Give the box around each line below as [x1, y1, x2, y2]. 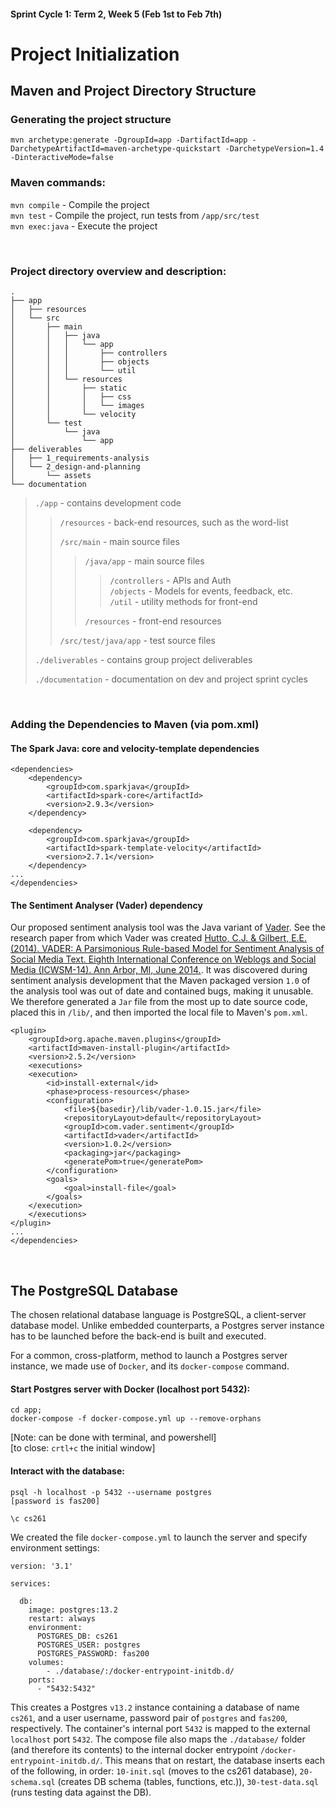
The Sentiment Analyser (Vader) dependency [10, 899, 203, 911]
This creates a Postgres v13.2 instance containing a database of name [10, 1701, 300, 1713]
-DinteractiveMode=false [10, 153, 114, 163]
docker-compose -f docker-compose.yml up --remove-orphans [10, 1414, 262, 1424]
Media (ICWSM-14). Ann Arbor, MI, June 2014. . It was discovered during [10, 964, 308, 976]
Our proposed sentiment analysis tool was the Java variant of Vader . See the [10, 921, 326, 934]
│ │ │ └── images [10, 401, 145, 411]
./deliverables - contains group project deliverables [34, 654, 253, 666]
